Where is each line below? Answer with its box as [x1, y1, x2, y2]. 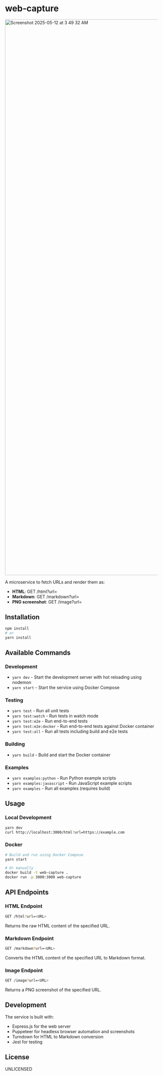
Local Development [5, 814, 52, 821]
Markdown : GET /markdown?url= [12, 593, 80, 600]
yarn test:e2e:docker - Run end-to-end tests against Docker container [12, 724, 154, 729]
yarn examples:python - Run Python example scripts [12, 775, 116, 781]
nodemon [12, 680, 32, 685]
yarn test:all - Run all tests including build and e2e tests [12, 728, 128, 734]
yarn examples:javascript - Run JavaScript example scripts [12, 780, 132, 786]
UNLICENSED [5, 1066, 33, 1072]
